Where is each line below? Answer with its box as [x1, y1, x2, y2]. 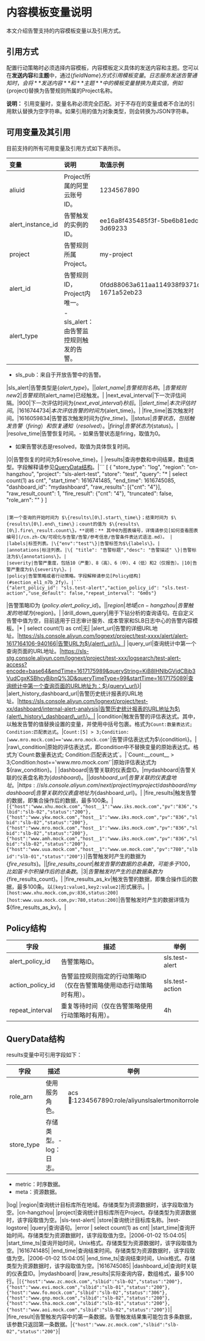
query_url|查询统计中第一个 [128, 640, 197, 647]
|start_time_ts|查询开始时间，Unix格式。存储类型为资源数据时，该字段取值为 [6, 1240, 197, 1247]
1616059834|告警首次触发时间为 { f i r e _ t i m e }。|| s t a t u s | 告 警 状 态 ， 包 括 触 [18, 414, 195, 422]
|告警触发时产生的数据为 [85, 852, 146, 860]
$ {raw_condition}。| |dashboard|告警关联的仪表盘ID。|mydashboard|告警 [6, 766, 191, 773]
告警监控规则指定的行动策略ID [60, 972, 147, 981]
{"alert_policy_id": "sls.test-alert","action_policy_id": [6, 585, 160, 591]
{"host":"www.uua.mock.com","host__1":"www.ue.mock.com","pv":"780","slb [6, 846, 198, 852]
